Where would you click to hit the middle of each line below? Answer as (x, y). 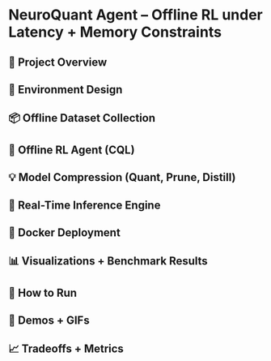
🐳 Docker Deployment (65, 232)
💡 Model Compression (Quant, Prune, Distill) (122, 177)
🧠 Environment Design (66, 90)
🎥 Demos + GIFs (49, 321)
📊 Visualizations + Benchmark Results (108, 261)
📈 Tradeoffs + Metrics (66, 349)
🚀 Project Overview (58, 62)
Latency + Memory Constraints (115, 32)
